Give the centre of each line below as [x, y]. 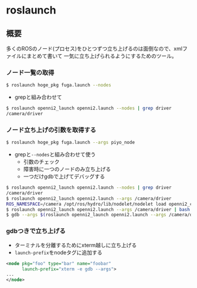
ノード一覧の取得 [30, 72]
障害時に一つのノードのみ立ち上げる [67, 169]
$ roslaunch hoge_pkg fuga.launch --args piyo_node [70, 143]
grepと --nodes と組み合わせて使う [55, 155]
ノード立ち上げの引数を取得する [51, 130]
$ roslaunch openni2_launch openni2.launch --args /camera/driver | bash [98, 209]
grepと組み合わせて [38, 97]
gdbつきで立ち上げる [36, 231]
